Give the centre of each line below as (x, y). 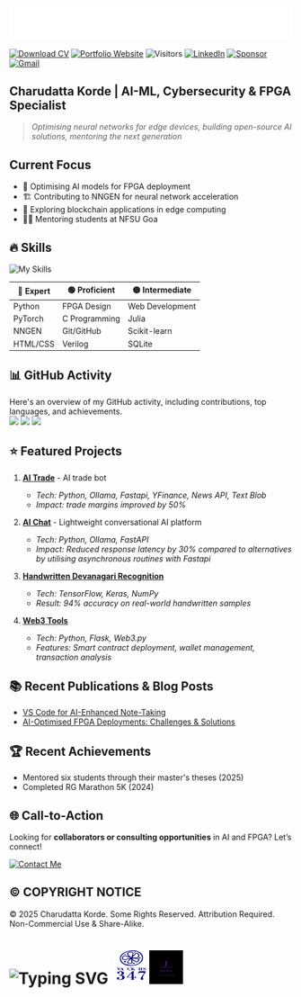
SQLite (140, 344)
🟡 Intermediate (162, 290)
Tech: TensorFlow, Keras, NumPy (97, 593)
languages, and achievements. (66, 411)
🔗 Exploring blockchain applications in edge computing (124, 210)
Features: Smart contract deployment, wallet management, (146, 647)
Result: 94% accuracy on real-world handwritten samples (143, 603)
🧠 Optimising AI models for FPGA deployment (106, 186)
